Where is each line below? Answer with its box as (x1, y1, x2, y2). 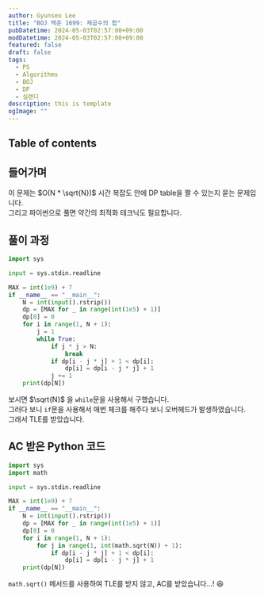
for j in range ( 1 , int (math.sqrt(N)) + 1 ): (36, 541, 182, 549)
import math (8, 468, 48, 476)
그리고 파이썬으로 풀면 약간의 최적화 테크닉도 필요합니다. (8, 208, 182, 218)
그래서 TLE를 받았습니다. (8, 415, 85, 424)
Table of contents (8, 136, 97, 151)
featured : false (8, 41, 62, 49)
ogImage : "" (8, 108, 48, 116)
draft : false (8, 48, 52, 56)
